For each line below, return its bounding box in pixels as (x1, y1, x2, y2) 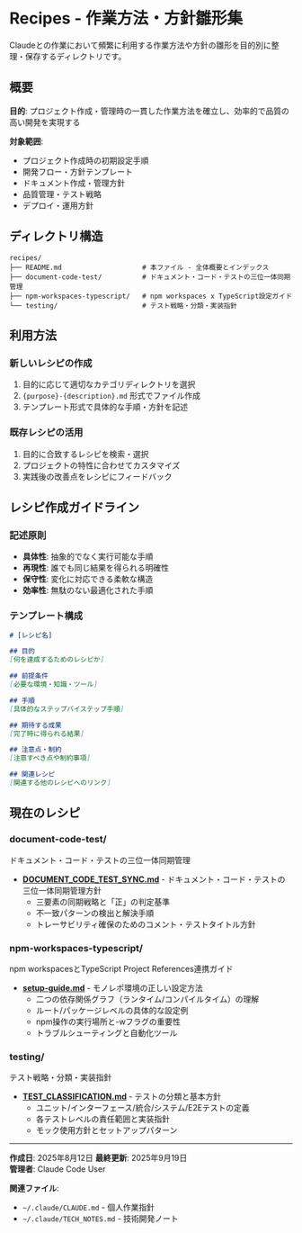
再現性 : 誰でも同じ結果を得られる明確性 (22, 562, 169, 573)
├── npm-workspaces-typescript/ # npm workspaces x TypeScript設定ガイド (9, 292, 293, 301)
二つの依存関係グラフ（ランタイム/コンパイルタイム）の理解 (35, 994, 260, 1004)
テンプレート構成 (9, 609, 84, 622)
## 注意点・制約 (9, 745, 62, 754)
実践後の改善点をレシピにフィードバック (22, 471, 173, 481)
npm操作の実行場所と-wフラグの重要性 (35, 1016, 182, 1027)
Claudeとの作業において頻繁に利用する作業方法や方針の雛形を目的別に (9, 40, 271, 50)
